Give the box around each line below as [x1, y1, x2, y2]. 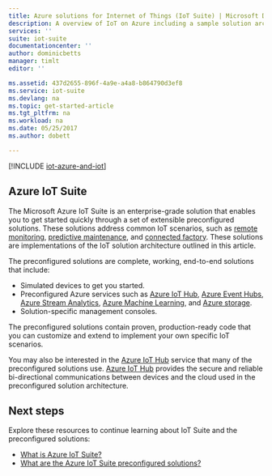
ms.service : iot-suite [8, 87, 85, 95]
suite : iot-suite [8, 34, 67, 43]
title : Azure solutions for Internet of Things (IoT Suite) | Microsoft [8, 11, 259, 20]
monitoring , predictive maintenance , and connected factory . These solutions [8, 232, 263, 241]
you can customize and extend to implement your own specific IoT [8, 330, 231, 340]
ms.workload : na [8, 117, 63, 125]
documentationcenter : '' [8, 42, 92, 50]
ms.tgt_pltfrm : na [8, 109, 70, 117]
